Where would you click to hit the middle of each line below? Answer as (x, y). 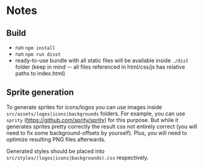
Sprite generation (40, 93)
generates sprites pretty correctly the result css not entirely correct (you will (102, 126)
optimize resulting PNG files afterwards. (56, 139)
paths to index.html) (40, 73)
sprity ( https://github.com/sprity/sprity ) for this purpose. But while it (92, 120)
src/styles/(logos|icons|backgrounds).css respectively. (77, 157)
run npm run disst (38, 54)
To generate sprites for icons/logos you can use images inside (84, 107)
